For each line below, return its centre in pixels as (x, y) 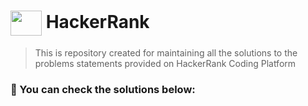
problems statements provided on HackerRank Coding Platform (165, 63)
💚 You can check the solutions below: (103, 89)
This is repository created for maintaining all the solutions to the (166, 52)
